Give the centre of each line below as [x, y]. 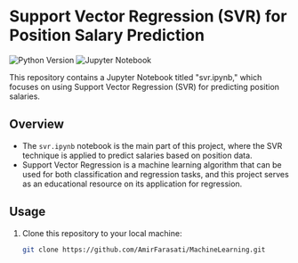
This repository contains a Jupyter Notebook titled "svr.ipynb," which [136, 77]
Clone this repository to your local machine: [102, 233]
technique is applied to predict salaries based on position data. [137, 155]
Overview [37, 124]
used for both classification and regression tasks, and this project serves [155, 174]
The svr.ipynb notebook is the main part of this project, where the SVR [152, 145]
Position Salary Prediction [107, 35]
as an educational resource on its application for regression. [132, 184]
